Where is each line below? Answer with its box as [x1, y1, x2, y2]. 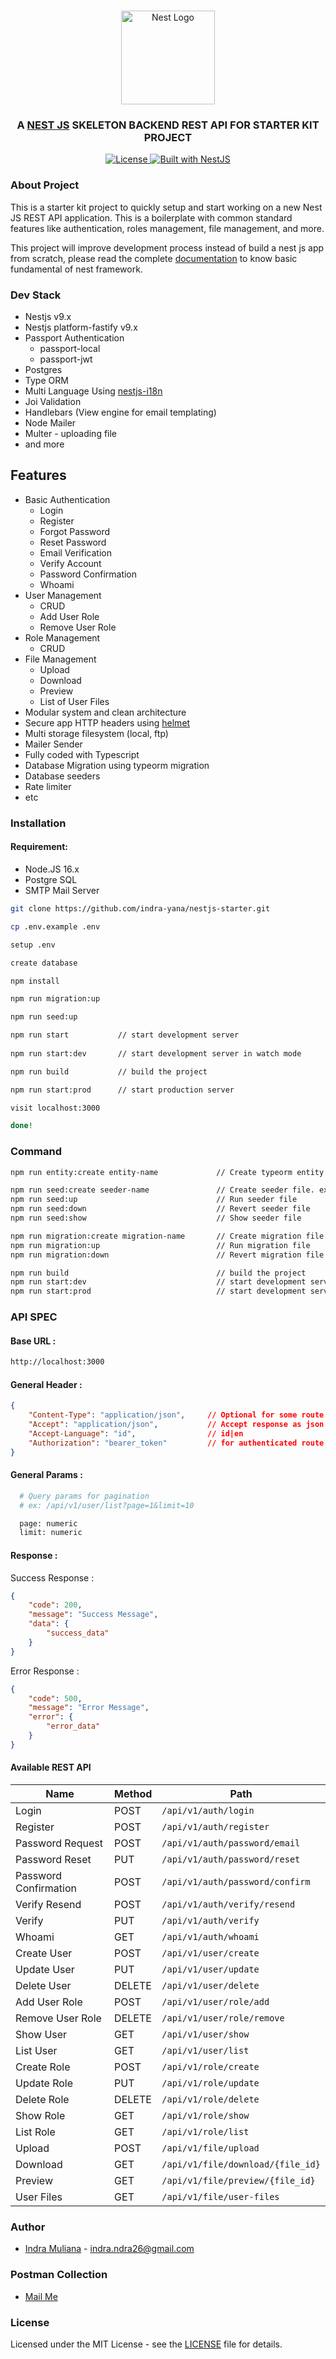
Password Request [15, 1836, 103, 1850]
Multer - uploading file [24, 428, 118, 440]
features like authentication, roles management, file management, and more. [10, 222, 325, 234]
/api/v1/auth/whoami [161, 1931, 260, 1942]
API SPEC [10, 1310, 58, 1324]
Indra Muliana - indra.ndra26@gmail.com [24, 2243, 195, 2255]
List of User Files [39, 695, 110, 707]
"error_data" [46, 1721, 101, 1732]
